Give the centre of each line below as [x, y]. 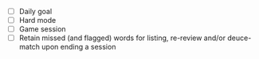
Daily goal [35, 11]
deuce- [239, 38]
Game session [42, 29]
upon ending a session [79, 47]
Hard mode [37, 20]
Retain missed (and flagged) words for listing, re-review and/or [122, 38]
